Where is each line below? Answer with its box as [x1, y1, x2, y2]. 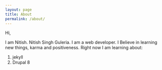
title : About [5, 12, 32, 17]
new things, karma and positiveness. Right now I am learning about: [5, 45, 143, 51]
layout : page [5, 7, 32, 12]
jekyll [12, 54, 23, 60]
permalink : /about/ [5, 16, 45, 21]
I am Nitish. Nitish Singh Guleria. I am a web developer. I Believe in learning [5, 39, 158, 45]
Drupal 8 [12, 60, 31, 66]
